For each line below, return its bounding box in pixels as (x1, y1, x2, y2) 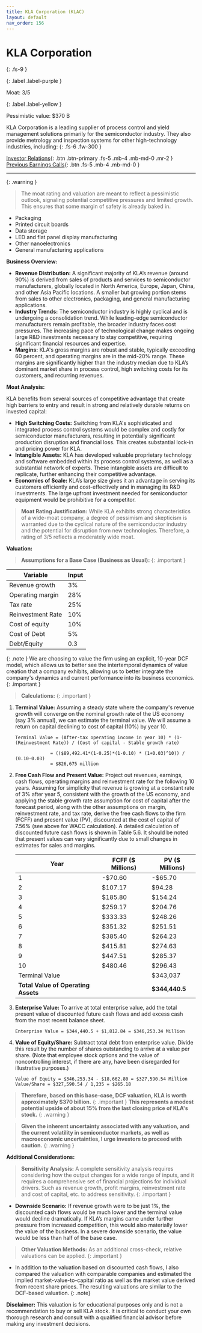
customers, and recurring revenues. (14, 372, 104, 379)
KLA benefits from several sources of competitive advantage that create (6, 395, 185, 403)
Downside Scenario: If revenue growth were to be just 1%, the (14, 1203, 170, 1210)
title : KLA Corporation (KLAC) (6, 8, 85, 15)
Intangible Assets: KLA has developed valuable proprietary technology (14, 451, 192, 459)
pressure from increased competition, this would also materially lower (14, 1221, 188, 1229)
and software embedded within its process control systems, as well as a (14, 458, 194, 465)
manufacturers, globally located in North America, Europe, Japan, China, (14, 282, 195, 290)
